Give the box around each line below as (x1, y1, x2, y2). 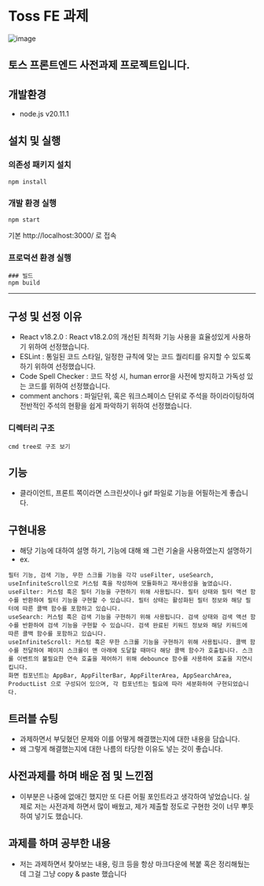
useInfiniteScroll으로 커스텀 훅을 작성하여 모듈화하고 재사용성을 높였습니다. (8, 580, 233, 588)
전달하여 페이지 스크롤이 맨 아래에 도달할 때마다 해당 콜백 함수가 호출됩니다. (22, 647, 239, 654)
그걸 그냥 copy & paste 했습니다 (27, 869, 127, 878)
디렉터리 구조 (8, 423, 55, 434)
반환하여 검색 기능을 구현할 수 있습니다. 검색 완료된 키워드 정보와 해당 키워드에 (22, 621, 247, 630)
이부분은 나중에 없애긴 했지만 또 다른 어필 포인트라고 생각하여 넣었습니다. (19, 791, 242, 801)
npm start (8, 216, 41, 224)
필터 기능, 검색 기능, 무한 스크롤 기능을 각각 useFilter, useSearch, (8, 572, 214, 580)
